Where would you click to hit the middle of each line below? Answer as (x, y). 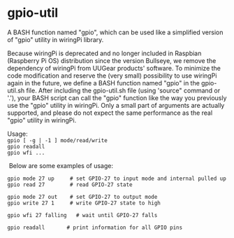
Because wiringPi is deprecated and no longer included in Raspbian (104, 53)
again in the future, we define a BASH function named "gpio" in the (104, 83)
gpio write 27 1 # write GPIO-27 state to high (84, 203)
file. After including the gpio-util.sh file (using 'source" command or (123, 90)
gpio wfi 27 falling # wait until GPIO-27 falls (82, 215)
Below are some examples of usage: (61, 165)
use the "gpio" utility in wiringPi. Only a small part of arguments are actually (116, 105)
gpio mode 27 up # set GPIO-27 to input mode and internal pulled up (117, 178)
